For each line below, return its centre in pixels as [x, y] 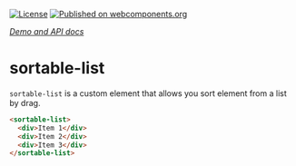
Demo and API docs [47, 31]
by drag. [25, 103]
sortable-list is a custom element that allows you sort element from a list [148, 93]
